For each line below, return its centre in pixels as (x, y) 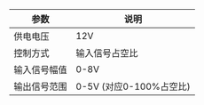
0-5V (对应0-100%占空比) (133, 86)
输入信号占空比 (107, 53)
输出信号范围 (41, 86)
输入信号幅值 (41, 70)
